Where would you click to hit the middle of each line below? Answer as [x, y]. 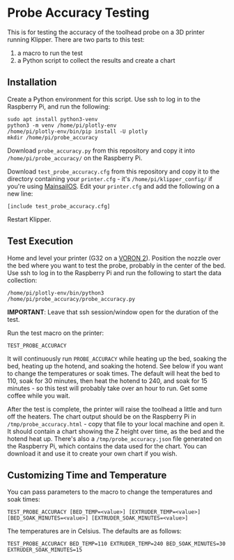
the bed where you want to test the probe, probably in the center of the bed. [117, 265]
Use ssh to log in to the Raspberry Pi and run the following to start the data [114, 272]
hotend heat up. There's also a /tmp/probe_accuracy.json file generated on [115, 438]
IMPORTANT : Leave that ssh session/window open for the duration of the [113, 312]
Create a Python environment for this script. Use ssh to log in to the [104, 99]
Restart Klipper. [29, 219]
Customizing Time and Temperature [87, 475]
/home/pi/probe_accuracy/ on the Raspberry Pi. [75, 157]
